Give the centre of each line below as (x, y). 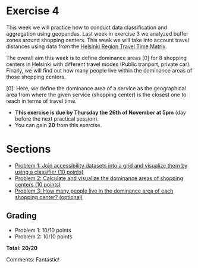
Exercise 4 (33, 11)
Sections (29, 149)
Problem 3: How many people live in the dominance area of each (94, 191)
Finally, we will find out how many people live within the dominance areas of (99, 70)
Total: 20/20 (22, 248)
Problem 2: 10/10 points (43, 237)
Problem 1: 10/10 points (43, 230)
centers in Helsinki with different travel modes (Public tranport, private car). (99, 64)
